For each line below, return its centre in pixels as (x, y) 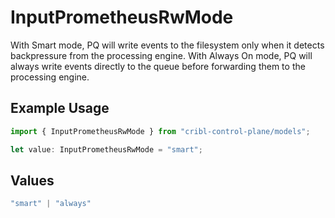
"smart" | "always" (51, 204)
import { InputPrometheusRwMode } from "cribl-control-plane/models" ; (160, 131)
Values (32, 180)
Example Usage (60, 108)
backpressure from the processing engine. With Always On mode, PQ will (161, 55)
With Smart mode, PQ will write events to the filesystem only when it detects (167, 45)
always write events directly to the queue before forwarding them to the (158, 66)
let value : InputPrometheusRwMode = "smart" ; (106, 149)
